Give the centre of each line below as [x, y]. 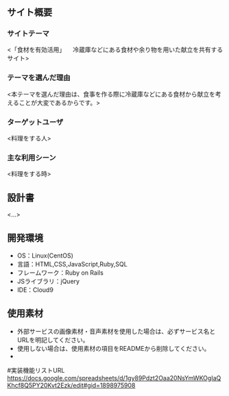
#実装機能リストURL [36, 370]
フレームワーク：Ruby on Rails [60, 273]
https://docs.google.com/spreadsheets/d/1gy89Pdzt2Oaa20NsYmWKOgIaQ [114, 378]
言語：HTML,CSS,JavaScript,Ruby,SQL [72, 264]
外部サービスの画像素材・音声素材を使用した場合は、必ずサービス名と [116, 331]
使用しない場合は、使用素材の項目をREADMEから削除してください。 [113, 348]
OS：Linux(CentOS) [45, 256]
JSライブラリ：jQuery [48, 281]
